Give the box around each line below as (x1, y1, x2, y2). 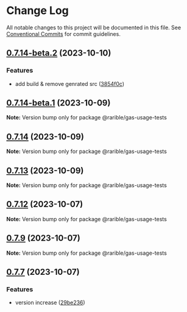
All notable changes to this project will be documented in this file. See (6, 24, 182, 31)
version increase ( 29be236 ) (15, 299, 85, 307)
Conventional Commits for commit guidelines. (6, 30, 121, 37)
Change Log (6, 4, 69, 18)
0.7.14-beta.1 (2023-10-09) (6, 98, 111, 108)
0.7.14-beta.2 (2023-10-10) (6, 48, 111, 58)
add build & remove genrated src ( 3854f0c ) (15, 80, 125, 87)
